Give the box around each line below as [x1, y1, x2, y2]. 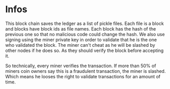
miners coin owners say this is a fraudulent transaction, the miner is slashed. [5, 68, 166, 74]
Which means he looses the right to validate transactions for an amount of [5, 73, 161, 79]
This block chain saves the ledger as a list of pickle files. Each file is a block [5, 20, 164, 26]
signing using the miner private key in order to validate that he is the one [5, 37, 157, 43]
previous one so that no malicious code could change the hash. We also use [5, 31, 165, 37]
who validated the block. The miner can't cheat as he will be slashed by [5, 42, 155, 48]
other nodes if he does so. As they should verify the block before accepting [5, 47, 164, 53]
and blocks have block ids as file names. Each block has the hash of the [5, 25, 156, 32]
